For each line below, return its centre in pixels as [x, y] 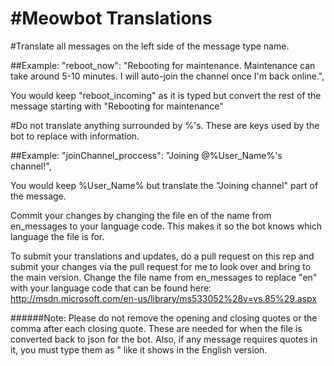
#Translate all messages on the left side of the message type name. [150, 46]
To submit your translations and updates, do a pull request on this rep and [162, 256]
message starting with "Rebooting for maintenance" [117, 106]
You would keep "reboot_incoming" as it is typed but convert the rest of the [166, 95]
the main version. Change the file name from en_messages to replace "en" [164, 277]
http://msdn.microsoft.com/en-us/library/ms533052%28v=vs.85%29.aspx [163, 298]
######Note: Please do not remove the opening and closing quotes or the [164, 318]
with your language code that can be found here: [111, 288]
